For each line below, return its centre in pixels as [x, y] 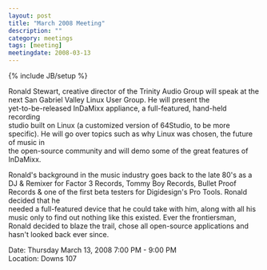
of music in [27, 142]
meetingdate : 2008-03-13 [50, 53]
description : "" [35, 30]
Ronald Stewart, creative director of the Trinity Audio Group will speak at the [134, 91]
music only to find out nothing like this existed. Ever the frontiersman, [122, 218]
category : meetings [41, 38]
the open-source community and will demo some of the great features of [128, 151]
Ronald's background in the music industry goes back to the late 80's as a [130, 175]
